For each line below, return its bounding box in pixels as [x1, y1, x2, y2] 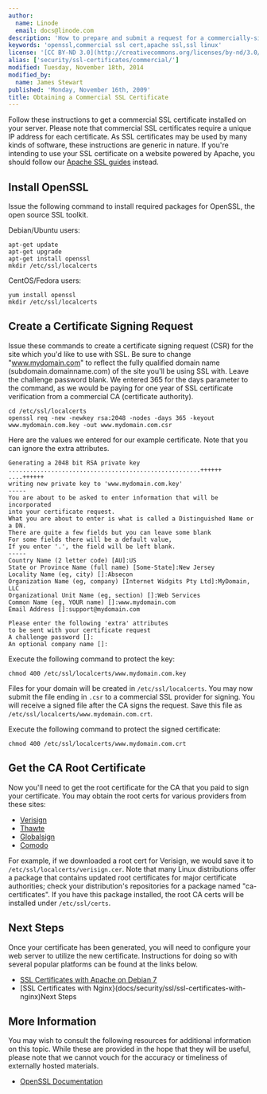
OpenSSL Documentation [19, 1076, 103, 1086]
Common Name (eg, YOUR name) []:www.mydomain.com [8, 598, 176, 606]
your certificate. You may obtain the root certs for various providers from [8, 790, 246, 801]
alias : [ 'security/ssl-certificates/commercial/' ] [8, 57, 180, 65]
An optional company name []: [8, 640, 109, 648]
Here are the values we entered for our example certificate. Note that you [8, 435, 249, 445]
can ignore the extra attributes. [8, 443, 110, 453]
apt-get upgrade [8, 248, 62, 256]
